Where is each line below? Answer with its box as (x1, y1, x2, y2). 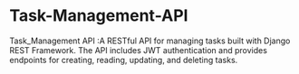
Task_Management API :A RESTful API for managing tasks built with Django (9, 35, 291, 46)
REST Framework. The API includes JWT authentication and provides (9, 44, 267, 55)
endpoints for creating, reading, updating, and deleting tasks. (9, 54, 238, 65)
